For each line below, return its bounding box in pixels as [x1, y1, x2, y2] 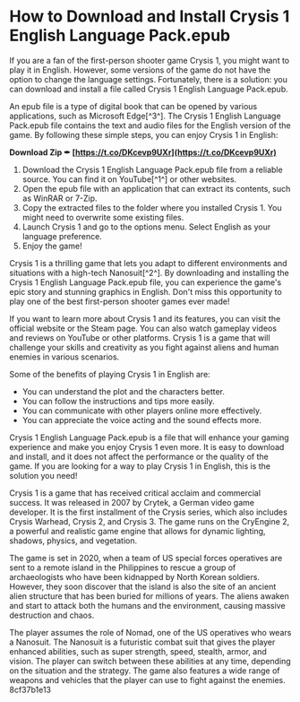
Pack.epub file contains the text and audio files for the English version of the [9, 119, 291, 131]
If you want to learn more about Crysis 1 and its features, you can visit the [9, 313, 281, 324]
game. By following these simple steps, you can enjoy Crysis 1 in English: [9, 129, 279, 140]
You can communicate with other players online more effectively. [21, 405, 262, 416]
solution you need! [9, 470, 78, 481]
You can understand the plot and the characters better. [21, 386, 226, 396]
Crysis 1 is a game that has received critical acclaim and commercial [9, 487, 261, 498]
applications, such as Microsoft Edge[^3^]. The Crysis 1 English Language [9, 110, 281, 121]
